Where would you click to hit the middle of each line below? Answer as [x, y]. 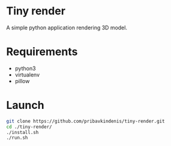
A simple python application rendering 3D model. [67, 28]
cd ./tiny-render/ [29, 127]
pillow [22, 81]
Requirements [42, 52]
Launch [25, 105]
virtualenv [27, 74]
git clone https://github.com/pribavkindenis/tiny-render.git [85, 121]
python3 [25, 68]
